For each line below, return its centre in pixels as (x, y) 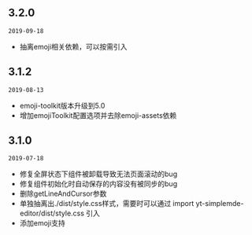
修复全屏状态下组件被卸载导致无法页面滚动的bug (98, 174)
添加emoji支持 (42, 223)
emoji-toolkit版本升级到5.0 (62, 105)
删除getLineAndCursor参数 (63, 194)
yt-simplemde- (220, 204)
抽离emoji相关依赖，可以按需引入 (73, 46)
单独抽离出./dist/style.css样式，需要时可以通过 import (107, 204)
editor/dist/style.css (52, 213)
